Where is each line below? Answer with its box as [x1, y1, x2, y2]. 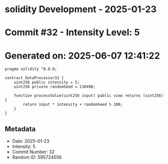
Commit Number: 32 [12, 149, 55, 155]
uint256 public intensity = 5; [14, 80, 80, 85]
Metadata [5, 125, 36, 133]
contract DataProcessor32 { [5, 75, 64, 80]
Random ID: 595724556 [12, 154, 62, 160]
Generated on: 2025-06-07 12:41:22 [5, 50, 160, 61]
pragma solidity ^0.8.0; [5, 67, 57, 72]
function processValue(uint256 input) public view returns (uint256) [14, 93, 164, 98]
